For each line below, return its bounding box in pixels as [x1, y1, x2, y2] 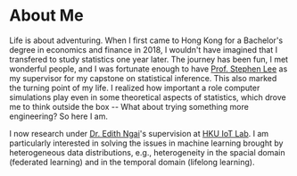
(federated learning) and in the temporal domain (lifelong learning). [9, 156, 255, 167]
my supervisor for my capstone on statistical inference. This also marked [9, 72, 277, 83]
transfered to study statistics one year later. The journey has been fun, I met [9, 54, 288, 64]
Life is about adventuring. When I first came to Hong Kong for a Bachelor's [9, 35, 284, 46]
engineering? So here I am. [9, 111, 109, 122]
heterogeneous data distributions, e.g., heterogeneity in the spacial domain [9, 147, 285, 157]
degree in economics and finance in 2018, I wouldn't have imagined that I [9, 44, 278, 54]
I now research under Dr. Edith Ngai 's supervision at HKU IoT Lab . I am [9, 128, 269, 138]
